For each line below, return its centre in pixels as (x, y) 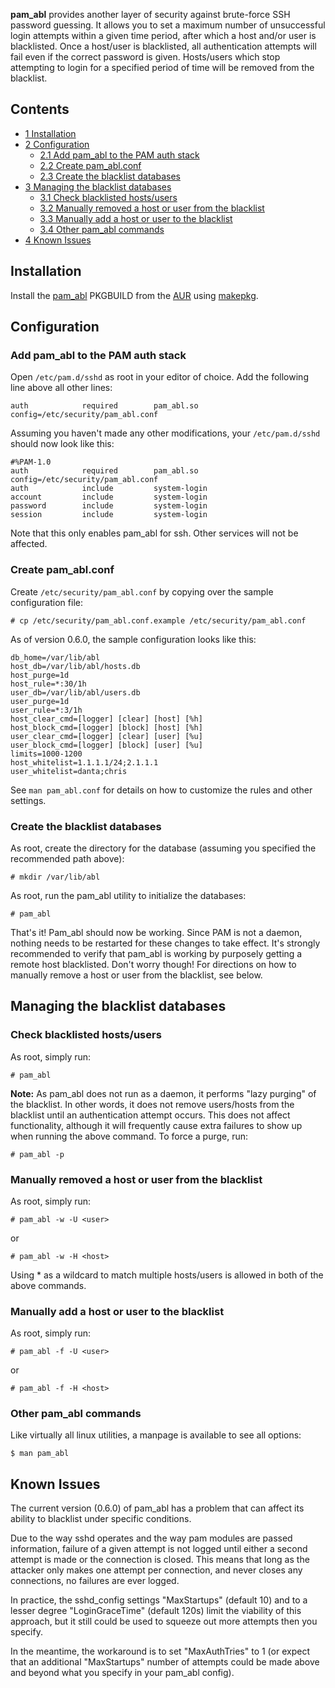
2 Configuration (57, 144)
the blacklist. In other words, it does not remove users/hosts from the (152, 1104)
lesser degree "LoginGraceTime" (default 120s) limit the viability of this (156, 1611)
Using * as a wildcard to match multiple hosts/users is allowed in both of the (167, 1275)
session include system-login (109, 515)
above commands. (48, 1285)
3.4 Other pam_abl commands (102, 229)
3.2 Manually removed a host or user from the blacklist (152, 208)
